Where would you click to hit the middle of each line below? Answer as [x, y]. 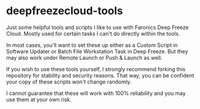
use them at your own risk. [39, 100]
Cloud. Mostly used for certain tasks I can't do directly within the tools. [93, 33]
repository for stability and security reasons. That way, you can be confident [100, 75]
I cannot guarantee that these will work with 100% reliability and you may [96, 93]
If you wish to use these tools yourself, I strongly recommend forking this [96, 69]
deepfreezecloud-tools [65, 11]
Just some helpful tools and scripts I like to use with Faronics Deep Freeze [98, 27]
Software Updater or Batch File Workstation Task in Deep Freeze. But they [97, 51]
